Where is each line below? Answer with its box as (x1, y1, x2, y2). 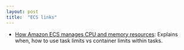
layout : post (6, 8, 39, 15)
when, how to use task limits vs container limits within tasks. (14, 37, 163, 44)
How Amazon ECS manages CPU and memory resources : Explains (14, 30, 178, 37)
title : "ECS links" (6, 14, 58, 20)
